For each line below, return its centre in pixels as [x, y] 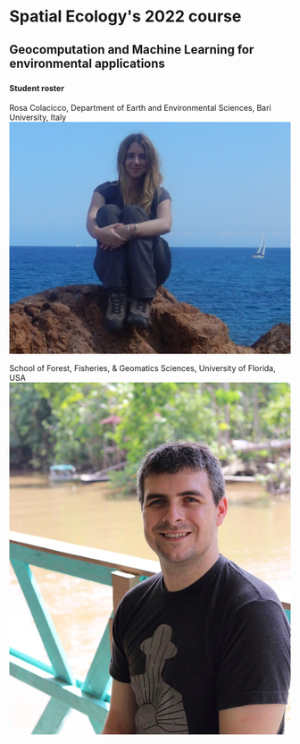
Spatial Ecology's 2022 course [125, 17]
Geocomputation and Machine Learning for [132, 50]
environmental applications [87, 63]
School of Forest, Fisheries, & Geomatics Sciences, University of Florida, [143, 368]
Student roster [37, 88]
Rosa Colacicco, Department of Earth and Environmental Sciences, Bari [140, 108]
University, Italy [38, 117]
